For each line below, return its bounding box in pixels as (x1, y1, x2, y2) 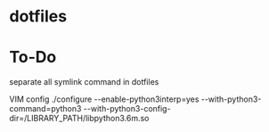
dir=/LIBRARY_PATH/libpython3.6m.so (9, 113, 150, 124)
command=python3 (9, 103, 82, 114)
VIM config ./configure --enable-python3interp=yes (9, 94, 200, 104)
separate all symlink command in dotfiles (9, 77, 159, 87)
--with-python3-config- (83, 103, 171, 114)
